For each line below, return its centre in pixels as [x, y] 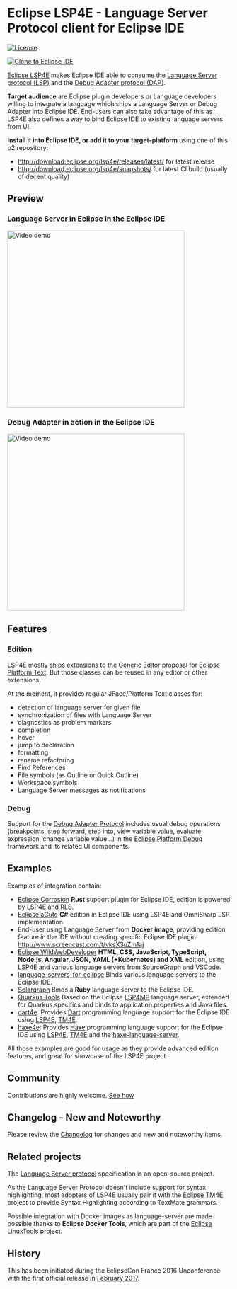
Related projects [44, 1156]
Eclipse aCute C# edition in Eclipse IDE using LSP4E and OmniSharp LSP [123, 914]
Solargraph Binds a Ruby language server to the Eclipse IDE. [106, 990]
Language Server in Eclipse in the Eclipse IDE [86, 219]
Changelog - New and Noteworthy [84, 1117]
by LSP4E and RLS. [46, 907]
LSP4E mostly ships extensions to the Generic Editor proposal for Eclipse [114, 665]
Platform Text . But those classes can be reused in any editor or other [107, 672]
